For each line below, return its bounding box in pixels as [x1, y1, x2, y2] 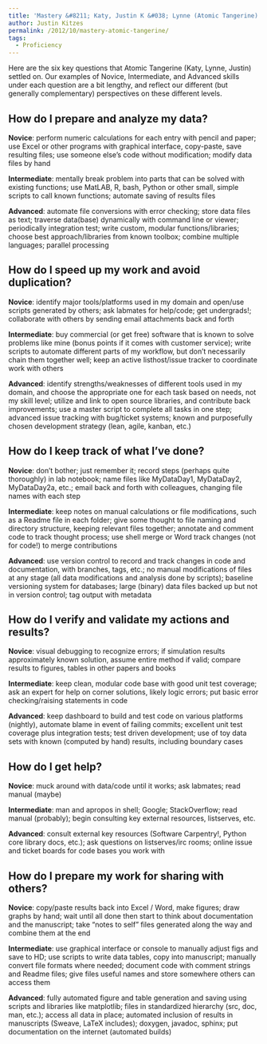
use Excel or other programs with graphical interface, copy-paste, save [8, 141, 241, 151]
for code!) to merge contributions [8, 540, 118, 550]
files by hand [8, 158, 51, 168]
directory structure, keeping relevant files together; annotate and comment [8, 524, 254, 533]
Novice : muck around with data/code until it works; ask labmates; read [8, 781, 241, 791]
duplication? [8, 276, 72, 290]
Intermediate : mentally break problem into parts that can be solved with [8, 173, 245, 184]
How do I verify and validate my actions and [8, 612, 230, 627]
